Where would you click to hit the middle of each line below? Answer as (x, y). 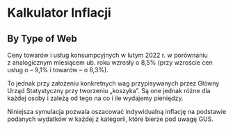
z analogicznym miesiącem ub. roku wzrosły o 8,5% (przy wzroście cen (110, 63)
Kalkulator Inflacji (59, 13)
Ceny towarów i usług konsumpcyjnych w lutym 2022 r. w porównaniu (108, 55)
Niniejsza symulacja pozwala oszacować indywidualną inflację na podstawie (117, 112)
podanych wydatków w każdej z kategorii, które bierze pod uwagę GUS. (111, 119)
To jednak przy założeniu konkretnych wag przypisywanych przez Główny (113, 83)
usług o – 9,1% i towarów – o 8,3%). (58, 70)
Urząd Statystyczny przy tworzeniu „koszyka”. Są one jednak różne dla (109, 91)
